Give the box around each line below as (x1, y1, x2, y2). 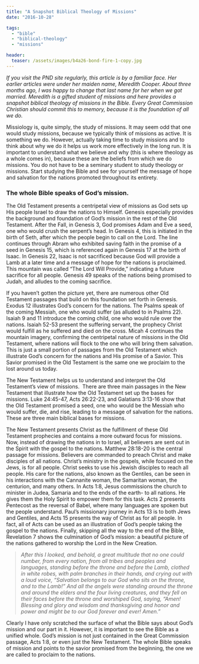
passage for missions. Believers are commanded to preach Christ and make (6, 451, 192, 459)
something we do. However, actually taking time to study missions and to (6, 136, 185, 143)
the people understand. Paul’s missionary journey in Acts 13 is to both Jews (6, 508, 191, 516)
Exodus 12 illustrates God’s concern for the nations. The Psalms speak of (6, 302, 185, 309)
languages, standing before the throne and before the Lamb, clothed (20, 564, 190, 571)
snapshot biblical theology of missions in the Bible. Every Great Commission (6, 99, 193, 106)
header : (6, 52, 26, 58)
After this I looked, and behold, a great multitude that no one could (20, 551, 184, 558)
